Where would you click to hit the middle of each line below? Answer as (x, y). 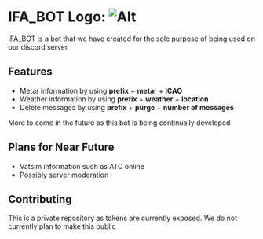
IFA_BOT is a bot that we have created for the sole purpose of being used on (132, 39)
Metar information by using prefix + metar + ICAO (101, 90)
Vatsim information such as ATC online (82, 166)
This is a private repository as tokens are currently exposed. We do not (123, 218)
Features (30, 72)
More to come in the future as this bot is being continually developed (119, 123)
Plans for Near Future (62, 147)
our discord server (38, 46)
